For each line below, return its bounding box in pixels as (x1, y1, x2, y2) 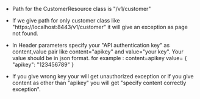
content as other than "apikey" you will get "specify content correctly (12, 79, 187, 86)
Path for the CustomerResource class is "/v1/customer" (12, 5, 151, 12)
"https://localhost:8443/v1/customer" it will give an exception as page (12, 24, 188, 30)
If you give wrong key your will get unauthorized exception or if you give (12, 73, 194, 80)
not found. (12, 30, 38, 37)
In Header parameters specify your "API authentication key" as (12, 42, 170, 49)
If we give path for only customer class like (12, 17, 120, 24)
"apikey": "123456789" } (12, 61, 74, 68)
